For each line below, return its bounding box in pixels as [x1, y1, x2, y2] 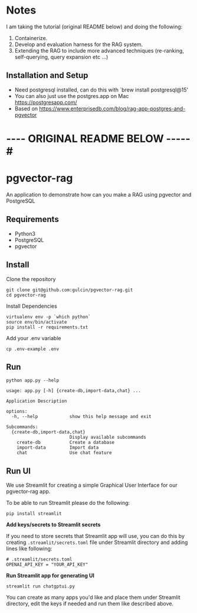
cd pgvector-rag [6, 292, 46, 298]
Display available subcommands [69, 435, 146, 441]
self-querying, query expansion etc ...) [14, 53, 109, 60]
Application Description [6, 398, 67, 405]
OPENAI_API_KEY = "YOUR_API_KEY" [6, 562, 88, 568]
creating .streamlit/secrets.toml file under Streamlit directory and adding [6, 539, 188, 546]
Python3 [14, 230, 35, 237]
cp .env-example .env [6, 346, 60, 352]
